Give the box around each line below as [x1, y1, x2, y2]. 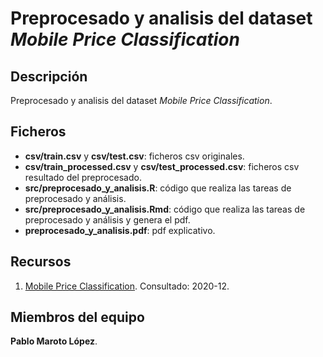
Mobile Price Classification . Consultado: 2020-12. [24, 280, 230, 292]
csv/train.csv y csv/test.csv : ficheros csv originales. [24, 150, 245, 162]
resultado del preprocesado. [24, 171, 142, 183]
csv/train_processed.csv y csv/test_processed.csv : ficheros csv [24, 160, 300, 172]
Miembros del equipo [10, 309, 145, 326]
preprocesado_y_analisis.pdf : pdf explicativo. [24, 224, 216, 236]
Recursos [10, 253, 72, 271]
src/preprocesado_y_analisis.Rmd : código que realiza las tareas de [24, 203, 306, 215]
